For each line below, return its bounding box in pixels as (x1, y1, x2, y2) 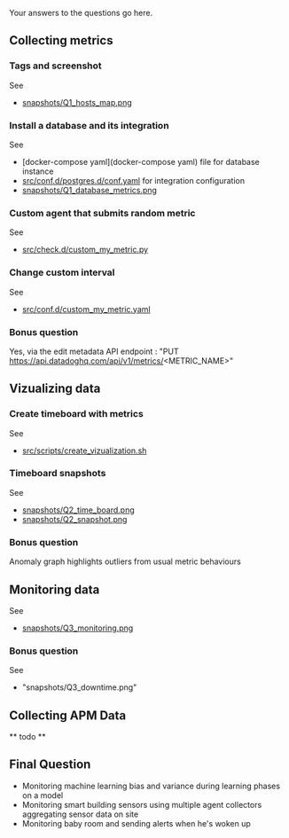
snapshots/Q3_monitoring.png (21, 623, 134, 633)
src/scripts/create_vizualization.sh (21, 445, 147, 456)
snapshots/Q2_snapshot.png (21, 513, 128, 524)
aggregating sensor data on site (21, 809, 139, 819)
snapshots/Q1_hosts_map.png (21, 97, 132, 107)
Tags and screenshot (9, 59, 102, 72)
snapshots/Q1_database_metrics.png (21, 184, 158, 195)
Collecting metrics (9, 33, 113, 48)
